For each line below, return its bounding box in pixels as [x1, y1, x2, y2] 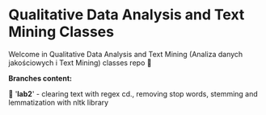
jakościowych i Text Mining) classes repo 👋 [8, 58, 152, 68]
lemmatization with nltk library [8, 97, 109, 107]
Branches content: [8, 73, 73, 83]
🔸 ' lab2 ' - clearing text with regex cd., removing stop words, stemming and [8, 88, 259, 98]
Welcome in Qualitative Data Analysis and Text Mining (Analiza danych [8, 49, 243, 59]
